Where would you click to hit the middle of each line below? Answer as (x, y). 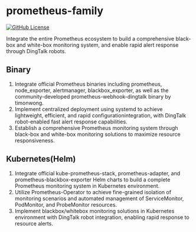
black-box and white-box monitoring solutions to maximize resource (98, 134)
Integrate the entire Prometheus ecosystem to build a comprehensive (90, 38)
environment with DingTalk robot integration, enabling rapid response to (102, 217)
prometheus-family (55, 11)
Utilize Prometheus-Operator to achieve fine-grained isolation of (93, 192)
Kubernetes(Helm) (41, 159)
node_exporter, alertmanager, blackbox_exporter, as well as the (92, 90)
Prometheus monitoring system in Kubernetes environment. (87, 186)
